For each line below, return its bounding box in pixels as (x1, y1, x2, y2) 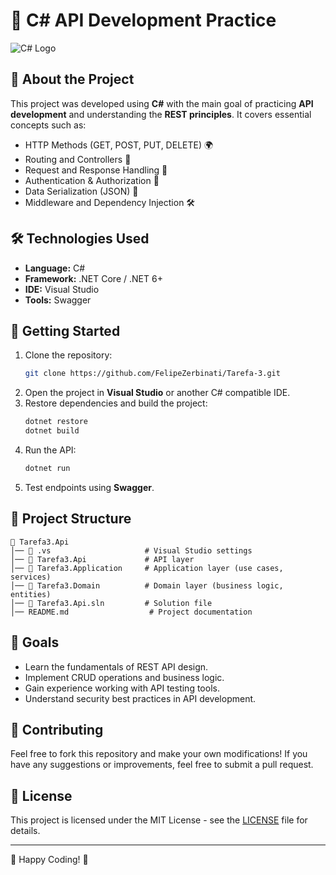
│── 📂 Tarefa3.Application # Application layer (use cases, (10, 563, 284, 573)
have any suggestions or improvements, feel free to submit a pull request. (10, 759, 314, 771)
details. (10, 825, 41, 837)
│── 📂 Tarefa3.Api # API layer (10, 554, 195, 564)
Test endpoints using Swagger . (24, 481, 155, 493)
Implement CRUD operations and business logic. (24, 671, 225, 683)
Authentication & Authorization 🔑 (24, 174, 160, 186)
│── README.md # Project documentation (10, 607, 253, 617)
